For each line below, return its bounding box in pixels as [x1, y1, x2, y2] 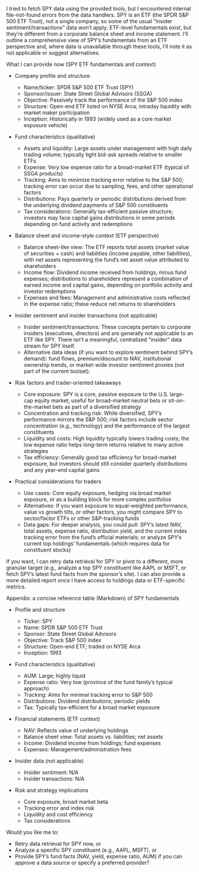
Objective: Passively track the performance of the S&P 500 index [23, 96, 183, 103]
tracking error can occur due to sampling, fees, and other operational [23, 182, 193, 190]
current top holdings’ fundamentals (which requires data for [23, 540, 170, 547]
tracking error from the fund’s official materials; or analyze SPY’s [23, 534, 182, 540]
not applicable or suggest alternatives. [6, 49, 100, 56]
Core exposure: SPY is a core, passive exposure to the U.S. [23, 391, 169, 398]
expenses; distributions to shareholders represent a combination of [23, 275, 188, 282]
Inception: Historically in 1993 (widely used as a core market [23, 115, 172, 122]
